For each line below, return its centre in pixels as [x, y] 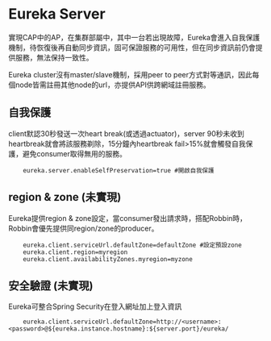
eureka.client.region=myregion [75, 252]
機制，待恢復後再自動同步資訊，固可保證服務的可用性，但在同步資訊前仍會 [132, 47]
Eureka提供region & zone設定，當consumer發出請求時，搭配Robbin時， [128, 218]
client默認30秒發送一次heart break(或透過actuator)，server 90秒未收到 [126, 133]
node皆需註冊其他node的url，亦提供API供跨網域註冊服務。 [113, 85]
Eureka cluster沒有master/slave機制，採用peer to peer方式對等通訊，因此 [130, 74]
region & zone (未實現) [65, 197]
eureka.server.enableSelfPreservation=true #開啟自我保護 [119, 170]
